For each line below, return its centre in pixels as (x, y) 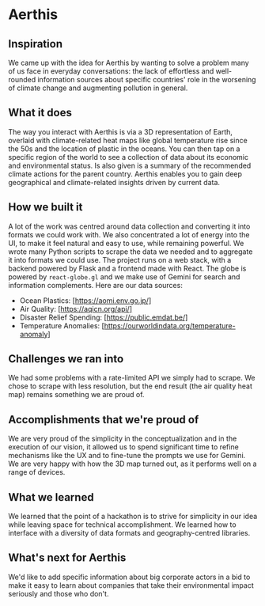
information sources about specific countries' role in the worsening (147, 80)
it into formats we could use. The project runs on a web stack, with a (120, 259)
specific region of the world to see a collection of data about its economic (129, 157)
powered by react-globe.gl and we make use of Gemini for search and (124, 276)
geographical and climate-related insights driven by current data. (114, 182)
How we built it (45, 207)
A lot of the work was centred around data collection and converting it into (129, 226)
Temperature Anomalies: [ (62, 325)
